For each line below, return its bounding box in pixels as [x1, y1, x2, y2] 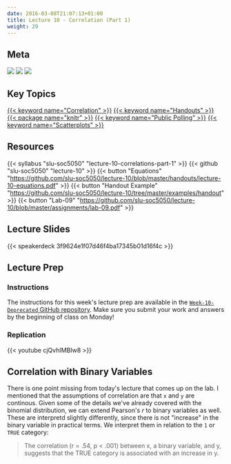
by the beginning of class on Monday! [7, 313, 115, 322]
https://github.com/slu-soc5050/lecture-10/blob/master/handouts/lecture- [10, 174, 221, 182]
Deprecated [7, 307, 39, 314]
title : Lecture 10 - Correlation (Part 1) [7, 17, 131, 24]
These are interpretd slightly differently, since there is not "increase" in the [7, 414, 219, 422]
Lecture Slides [7, 223, 70, 235]
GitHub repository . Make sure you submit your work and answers [39, 306, 225, 314]
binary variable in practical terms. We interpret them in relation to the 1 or [7, 421, 215, 429]
